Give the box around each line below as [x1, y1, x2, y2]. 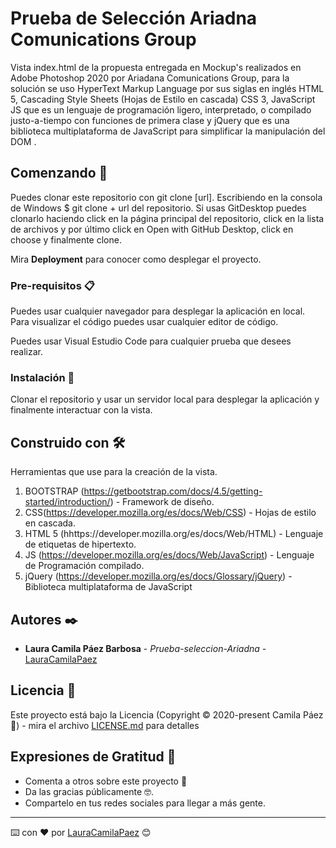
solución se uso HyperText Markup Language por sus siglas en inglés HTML [10, 82, 325, 94]
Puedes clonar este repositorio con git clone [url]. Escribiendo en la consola [10, 191, 323, 203]
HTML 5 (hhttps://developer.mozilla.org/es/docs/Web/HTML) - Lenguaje [24, 528, 324, 540]
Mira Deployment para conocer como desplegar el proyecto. [10, 253, 262, 265]
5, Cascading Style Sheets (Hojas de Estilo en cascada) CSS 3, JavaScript [10, 93, 316, 105]
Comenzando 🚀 [10, 165, 108, 182]
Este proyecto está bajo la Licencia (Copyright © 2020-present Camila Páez [10, 708, 324, 721]
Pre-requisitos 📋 [10, 278, 95, 292]
